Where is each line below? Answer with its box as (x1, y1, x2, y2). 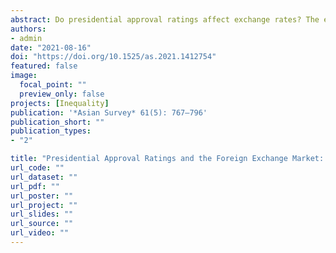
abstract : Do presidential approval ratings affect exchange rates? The (10, 14, 320, 25)
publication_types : (10, 126, 92, 136)
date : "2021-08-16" (10, 42, 92, 53)
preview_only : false (19, 89, 105, 99)
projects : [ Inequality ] (10, 98, 110, 108)
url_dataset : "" (10, 172, 78, 182)
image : (10, 71, 38, 81)
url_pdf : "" (10, 181, 60, 191)
